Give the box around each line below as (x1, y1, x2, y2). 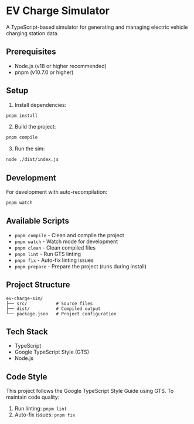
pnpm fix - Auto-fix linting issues (14, 257, 94, 264)
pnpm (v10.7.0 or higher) (14, 69, 74, 76)
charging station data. (6, 29, 59, 36)
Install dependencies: (14, 101, 67, 108)
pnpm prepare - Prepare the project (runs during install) (14, 263, 147, 270)
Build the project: (14, 123, 56, 130)
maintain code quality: (6, 393, 60, 401)
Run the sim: (14, 145, 45, 152)
